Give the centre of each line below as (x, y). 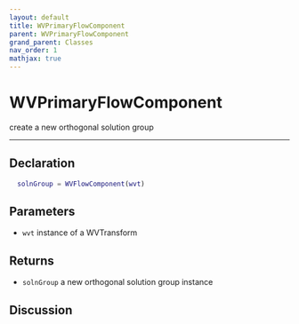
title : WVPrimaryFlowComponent (67, 26)
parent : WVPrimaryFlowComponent (69, 34)
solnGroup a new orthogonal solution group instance (117, 282)
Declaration (42, 164)
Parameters (42, 212)
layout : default (39, 17)
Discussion (41, 310)
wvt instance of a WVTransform (80, 233)
